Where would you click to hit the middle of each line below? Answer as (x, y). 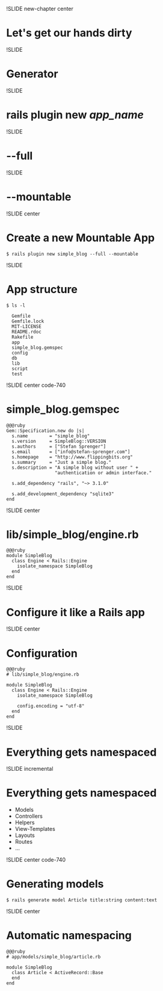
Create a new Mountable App (81, 238)
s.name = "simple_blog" (51, 436)
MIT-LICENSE (27, 326)
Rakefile (23, 337)
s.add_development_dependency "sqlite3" (63, 494)
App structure (42, 289)
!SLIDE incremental (30, 769)
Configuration (42, 653)
